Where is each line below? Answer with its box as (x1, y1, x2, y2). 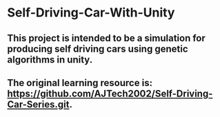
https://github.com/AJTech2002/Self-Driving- (7, 87, 213, 99)
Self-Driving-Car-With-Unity (7, 5, 175, 21)
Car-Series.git (7, 98, 70, 110)
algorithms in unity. (7, 54, 93, 65)
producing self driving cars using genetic (7, 43, 188, 54)
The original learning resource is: (7, 77, 153, 89)
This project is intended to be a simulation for (7, 32, 206, 44)
